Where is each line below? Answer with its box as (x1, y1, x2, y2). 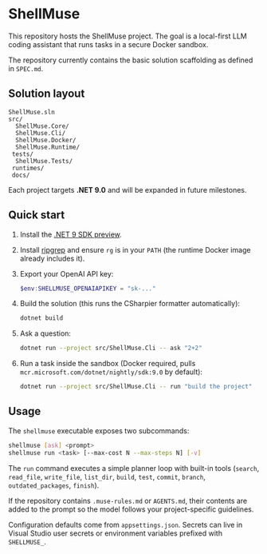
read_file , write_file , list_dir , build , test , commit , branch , (8, 472, 206, 481)
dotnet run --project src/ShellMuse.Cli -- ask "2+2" (19, 345, 202, 353)
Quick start (8, 209, 65, 222)
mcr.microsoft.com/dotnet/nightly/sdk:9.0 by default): (19, 367, 203, 377)
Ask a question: (19, 329, 72, 338)
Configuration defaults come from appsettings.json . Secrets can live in (8, 520, 243, 529)
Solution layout (8, 87, 85, 101)
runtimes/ (11, 164, 45, 172)
